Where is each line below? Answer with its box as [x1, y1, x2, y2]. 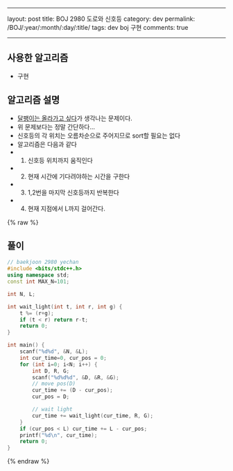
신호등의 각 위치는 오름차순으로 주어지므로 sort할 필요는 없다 [17, 131, 181, 140]
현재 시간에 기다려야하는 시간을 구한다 [27, 172, 130, 181]
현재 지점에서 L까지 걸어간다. [27, 204, 105, 213]
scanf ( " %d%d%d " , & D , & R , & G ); [32, 374, 119, 381]
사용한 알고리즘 [7, 52, 69, 64]
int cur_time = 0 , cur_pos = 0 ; [19, 354, 107, 361]
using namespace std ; [7, 272, 70, 279]
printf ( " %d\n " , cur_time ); [19, 431, 98, 438]
